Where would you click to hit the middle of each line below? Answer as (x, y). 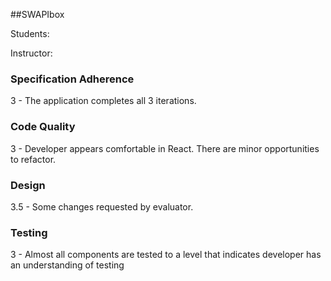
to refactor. (33, 159)
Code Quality (43, 127)
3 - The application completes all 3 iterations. (103, 101)
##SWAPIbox (37, 14)
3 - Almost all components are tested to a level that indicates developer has (166, 255)
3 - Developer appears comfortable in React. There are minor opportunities (165, 148)
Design (28, 185)
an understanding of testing (67, 265)
